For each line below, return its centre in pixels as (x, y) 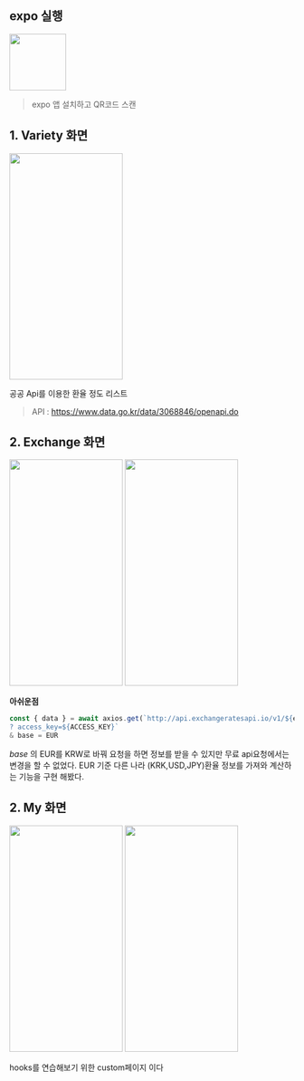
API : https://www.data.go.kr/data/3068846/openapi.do (135, 411)
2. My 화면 (38, 808)
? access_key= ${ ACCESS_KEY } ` (64, 727)
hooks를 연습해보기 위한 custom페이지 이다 (87, 1067)
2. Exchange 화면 (57, 442)
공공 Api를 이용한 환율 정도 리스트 (69, 393)
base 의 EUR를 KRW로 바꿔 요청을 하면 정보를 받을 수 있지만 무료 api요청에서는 (149, 754)
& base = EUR (34, 736)
